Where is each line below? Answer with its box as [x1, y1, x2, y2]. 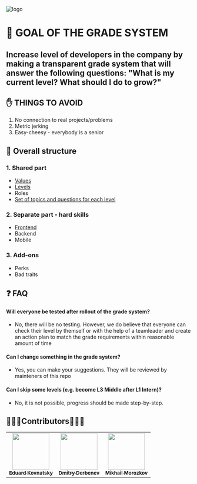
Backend [14, 230, 36, 237]
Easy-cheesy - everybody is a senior [14, 129, 104, 136]
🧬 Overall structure [6, 146, 77, 156]
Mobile [14, 236, 32, 244]
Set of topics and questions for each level [14, 196, 116, 203]
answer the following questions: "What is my [6, 68, 175, 78]
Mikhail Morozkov [105, 470, 148, 476]
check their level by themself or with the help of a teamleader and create [14, 327, 191, 334]
